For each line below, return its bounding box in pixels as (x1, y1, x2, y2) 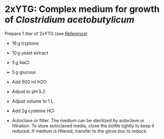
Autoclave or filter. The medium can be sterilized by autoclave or (11, 117, 145, 123)
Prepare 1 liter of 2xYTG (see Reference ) (4, 30, 88, 36)
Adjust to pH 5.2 (11, 88, 45, 94)
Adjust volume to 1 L (11, 98, 53, 104)
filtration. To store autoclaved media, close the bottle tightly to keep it (11, 123, 155, 129)
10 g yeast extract (11, 50, 48, 56)
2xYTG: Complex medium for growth (4, 3, 160, 15)
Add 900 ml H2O (11, 79, 47, 85)
